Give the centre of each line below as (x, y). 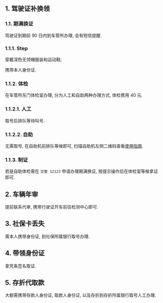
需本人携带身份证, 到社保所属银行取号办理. (47, 236)
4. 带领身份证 (25, 253)
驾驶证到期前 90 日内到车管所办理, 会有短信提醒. (54, 35)
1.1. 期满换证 (19, 24)
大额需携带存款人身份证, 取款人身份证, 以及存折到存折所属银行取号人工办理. (81, 295)
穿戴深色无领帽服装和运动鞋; (34, 59)
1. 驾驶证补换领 (27, 9)
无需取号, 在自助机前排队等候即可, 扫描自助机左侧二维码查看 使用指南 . (74, 146)
